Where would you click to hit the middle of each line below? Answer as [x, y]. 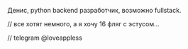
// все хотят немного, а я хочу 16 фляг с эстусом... [83, 24]
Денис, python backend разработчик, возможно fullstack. [94, 10]
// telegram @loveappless [45, 38]
